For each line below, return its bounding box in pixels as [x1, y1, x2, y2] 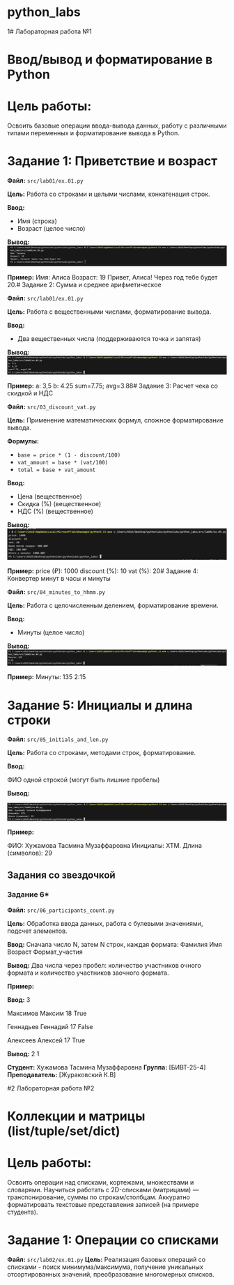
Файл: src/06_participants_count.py [7, 906, 115, 914]
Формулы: [7, 436, 40, 445]
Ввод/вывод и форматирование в [7, 52, 213, 68]
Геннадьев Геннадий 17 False [7, 1022, 93, 1031]
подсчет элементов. [7, 927, 68, 935]
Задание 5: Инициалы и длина [7, 697, 193, 713]
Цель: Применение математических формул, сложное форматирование [7, 416, 224, 424]
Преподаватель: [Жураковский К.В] [7, 1070, 116, 1079]
